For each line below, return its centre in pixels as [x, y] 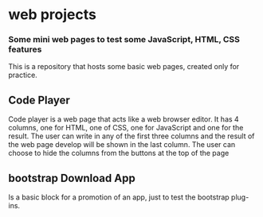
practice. [23, 75]
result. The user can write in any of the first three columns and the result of [131, 136]
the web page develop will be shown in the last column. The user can [122, 145]
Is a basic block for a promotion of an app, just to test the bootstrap [119, 197]
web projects [53, 15]
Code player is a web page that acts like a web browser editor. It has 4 [124, 119]
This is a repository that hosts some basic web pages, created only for [124, 67]
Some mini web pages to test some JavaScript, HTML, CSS [124, 40]
